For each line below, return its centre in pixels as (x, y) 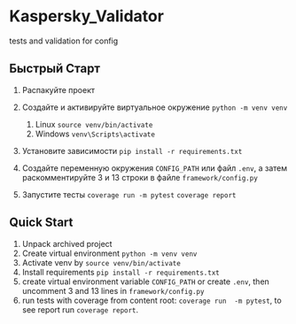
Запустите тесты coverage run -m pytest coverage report (129, 194)
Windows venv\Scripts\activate (95, 134)
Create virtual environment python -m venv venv (109, 253)
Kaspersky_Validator (86, 16)
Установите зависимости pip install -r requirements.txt (132, 150)
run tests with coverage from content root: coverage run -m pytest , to (152, 300)
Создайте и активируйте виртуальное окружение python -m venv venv (155, 107)
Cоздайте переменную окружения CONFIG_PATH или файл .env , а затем (155, 168)
